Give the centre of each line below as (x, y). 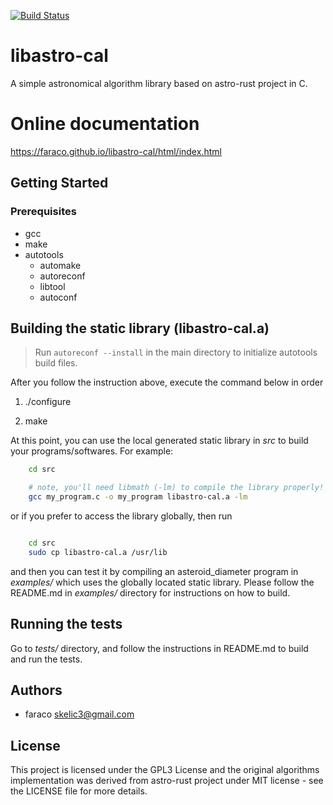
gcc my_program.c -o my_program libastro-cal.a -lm (138, 497)
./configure (48, 402)
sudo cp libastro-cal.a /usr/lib (98, 552)
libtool (52, 286)
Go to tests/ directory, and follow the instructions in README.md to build (159, 648)
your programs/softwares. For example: (92, 451)
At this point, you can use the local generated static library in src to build (159, 441)
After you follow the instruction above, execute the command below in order (167, 382)
